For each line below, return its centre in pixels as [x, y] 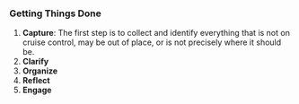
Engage [37, 90]
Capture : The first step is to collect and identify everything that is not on [156, 33]
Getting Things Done [55, 13]
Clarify [35, 62]
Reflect [36, 81]
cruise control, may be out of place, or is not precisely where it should [152, 42]
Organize [40, 71]
